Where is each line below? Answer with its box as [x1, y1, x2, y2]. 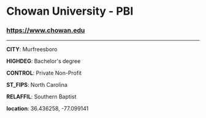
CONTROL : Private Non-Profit [6, 69, 82, 77]
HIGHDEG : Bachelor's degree [6, 57, 81, 65]
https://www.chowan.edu [6, 26, 85, 35]
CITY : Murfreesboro [6, 46, 58, 53]
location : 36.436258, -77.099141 [6, 105, 89, 112]
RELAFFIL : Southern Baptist [6, 93, 77, 100]
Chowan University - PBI [6, 4, 134, 18]
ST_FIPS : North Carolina [6, 81, 67, 89]
